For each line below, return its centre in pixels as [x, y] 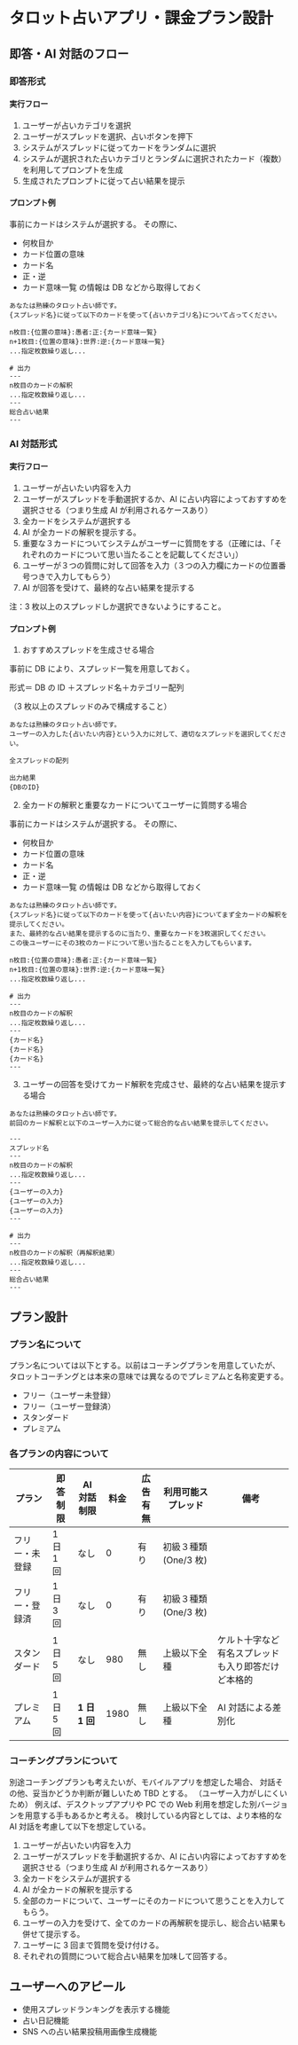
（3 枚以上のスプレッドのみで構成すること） [90, 707]
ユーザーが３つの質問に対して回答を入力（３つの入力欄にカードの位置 [150, 566]
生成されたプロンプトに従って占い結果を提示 [103, 180]
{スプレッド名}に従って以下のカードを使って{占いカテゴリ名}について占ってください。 [145, 315]
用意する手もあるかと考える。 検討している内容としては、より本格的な [153, 1815]
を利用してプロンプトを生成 [72, 169]
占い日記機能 [45, 2021]
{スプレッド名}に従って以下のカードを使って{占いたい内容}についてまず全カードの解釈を [149, 915]
